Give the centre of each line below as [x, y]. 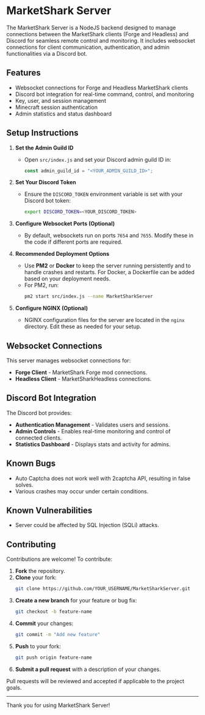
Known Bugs [31, 464]
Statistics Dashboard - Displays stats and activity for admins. [93, 444]
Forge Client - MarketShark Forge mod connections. [81, 372]
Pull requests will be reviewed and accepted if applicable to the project [95, 681]
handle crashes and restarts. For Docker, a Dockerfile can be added [110, 272]
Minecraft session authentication [56, 107]
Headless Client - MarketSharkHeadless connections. [83, 379]
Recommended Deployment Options [62, 254]
